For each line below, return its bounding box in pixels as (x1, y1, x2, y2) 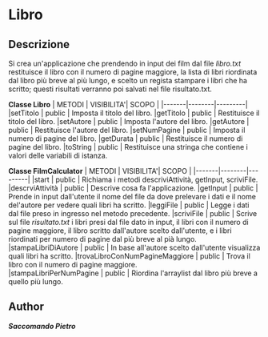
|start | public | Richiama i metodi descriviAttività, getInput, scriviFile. (31, 175, 258, 184)
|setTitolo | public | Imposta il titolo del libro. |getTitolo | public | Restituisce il (8, 108, 260, 118)
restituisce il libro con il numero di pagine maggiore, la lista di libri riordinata (8, 67, 258, 77)
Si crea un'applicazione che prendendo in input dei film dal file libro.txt (8, 58, 242, 68)
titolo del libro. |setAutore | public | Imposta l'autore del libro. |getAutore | (8, 117, 250, 126)
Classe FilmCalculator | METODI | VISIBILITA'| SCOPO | (8, 166, 192, 175)
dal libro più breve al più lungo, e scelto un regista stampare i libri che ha (8, 76, 248, 85)
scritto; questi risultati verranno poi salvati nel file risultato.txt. (8, 84, 212, 94)
